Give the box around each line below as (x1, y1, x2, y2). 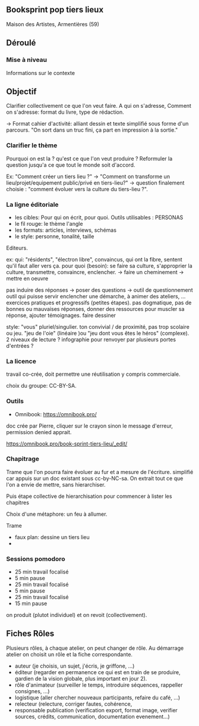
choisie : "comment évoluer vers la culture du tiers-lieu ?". (6, 185, 149, 192)
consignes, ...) (14, 687, 50, 694)
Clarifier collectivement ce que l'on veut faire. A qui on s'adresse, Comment (6, 102, 192, 110)
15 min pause (14, 600, 48, 607)
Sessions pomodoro (6, 554, 65, 563)
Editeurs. (6, 244, 28, 251)
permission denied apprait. (6, 428, 72, 435)
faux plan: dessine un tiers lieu (14, 533, 90, 541)
